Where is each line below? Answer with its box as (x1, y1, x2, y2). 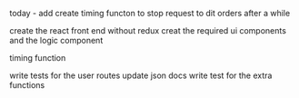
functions (9, 80, 45, 90)
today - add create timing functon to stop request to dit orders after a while (9, 8, 291, 18)
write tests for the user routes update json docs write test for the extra (9, 70, 273, 81)
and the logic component (9, 35, 104, 45)
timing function (9, 53, 66, 63)
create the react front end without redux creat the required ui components (9, 25, 286, 35)
